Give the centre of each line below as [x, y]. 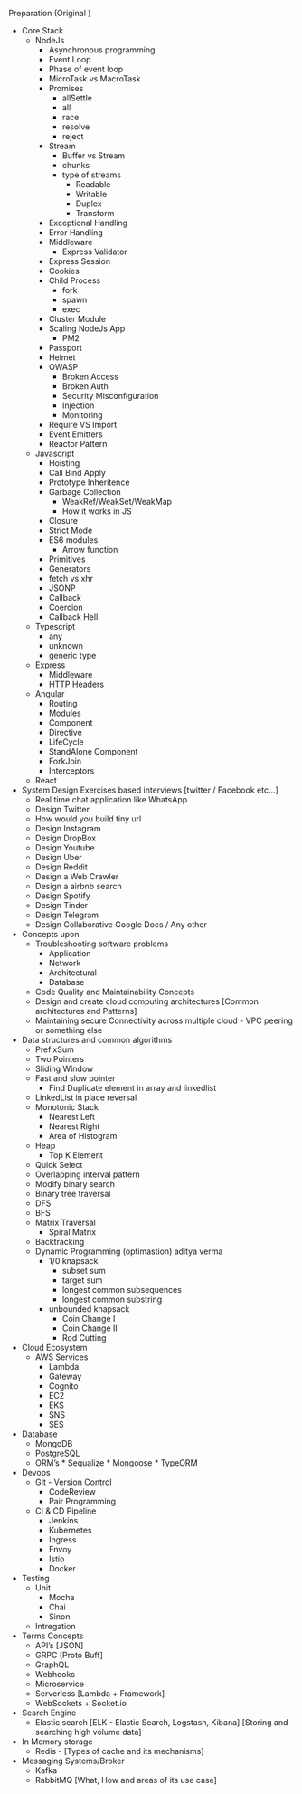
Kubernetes [70, 1530]
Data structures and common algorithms [97, 1040]
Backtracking [60, 1242]
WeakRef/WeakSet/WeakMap [117, 502]
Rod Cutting [84, 1338]
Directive [65, 732]
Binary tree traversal [73, 1194]
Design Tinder [61, 905]
